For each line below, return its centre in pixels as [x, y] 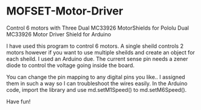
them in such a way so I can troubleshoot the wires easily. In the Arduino [97, 83]
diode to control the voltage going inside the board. [70, 65]
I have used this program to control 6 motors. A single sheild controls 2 [95, 46]
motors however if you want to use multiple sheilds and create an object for [101, 52]
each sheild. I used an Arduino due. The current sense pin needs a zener [97, 59]
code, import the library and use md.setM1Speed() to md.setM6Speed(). [97, 89]
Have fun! [19, 102]
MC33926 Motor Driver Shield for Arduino [59, 34]
